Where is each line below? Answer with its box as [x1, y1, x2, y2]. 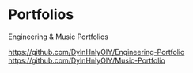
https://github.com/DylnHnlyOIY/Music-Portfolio [8, 56, 166, 65]
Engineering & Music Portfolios [8, 32, 109, 41]
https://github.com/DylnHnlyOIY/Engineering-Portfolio [8, 47, 185, 56]
